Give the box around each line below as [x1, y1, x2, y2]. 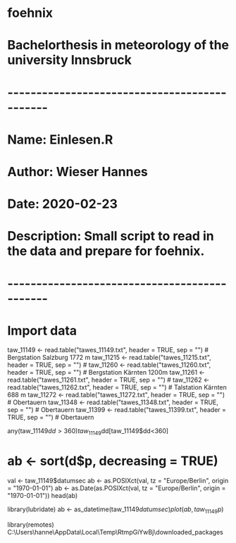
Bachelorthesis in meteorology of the [7, 37, 230, 54]
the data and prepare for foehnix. [7, 243, 205, 259]
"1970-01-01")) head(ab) [7, 492, 78, 500]
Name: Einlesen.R [7, 132, 113, 147]
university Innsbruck [7, 52, 132, 68]
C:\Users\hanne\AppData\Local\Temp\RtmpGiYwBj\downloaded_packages [7, 528, 223, 536]
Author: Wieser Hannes [7, 163, 148, 180]
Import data [7, 323, 77, 339]
